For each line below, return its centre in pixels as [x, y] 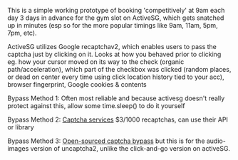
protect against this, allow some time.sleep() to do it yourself [96, 106]
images [18, 148]
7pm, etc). [22, 33]
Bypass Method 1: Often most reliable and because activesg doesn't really [116, 98]
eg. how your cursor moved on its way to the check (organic [96, 62]
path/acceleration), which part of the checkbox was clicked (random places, [119, 69]
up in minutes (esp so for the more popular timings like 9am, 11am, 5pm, [113, 25]
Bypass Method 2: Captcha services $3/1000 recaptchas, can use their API [118, 119]
